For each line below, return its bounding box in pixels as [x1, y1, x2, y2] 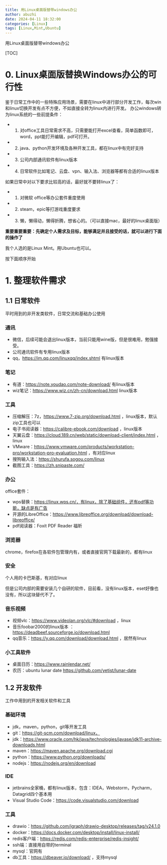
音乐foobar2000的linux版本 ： [12, 624, 75, 630]
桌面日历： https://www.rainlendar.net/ [12, 661, 91, 667]
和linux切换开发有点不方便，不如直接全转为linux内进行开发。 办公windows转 [5, 105, 162, 111]
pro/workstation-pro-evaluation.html [12, 450, 87, 456]
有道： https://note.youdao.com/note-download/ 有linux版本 [12, 381, 135, 387]
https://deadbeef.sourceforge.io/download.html [12, 629, 110, 636]
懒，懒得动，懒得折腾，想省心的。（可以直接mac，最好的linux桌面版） [19, 218, 163, 224]
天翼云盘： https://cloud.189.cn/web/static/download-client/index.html [12, 432, 156, 438]
